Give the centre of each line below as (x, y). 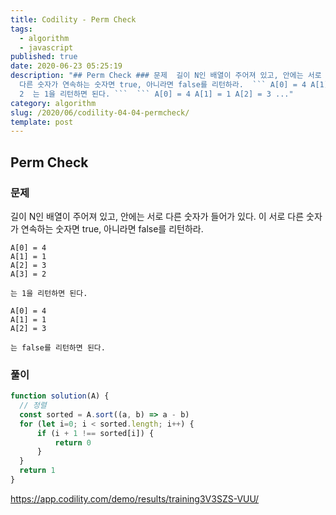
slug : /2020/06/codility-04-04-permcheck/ (100, 112)
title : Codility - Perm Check (73, 19)
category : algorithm (53, 103)
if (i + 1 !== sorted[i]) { (95, 433)
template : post (42, 122)
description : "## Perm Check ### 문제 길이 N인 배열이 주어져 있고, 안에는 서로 (166, 76)
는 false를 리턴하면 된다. (58, 347)
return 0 (73, 442)
